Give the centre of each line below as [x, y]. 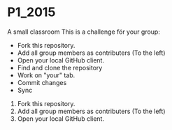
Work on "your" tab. [46, 75]
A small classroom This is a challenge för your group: [84, 32]
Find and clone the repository [60, 67]
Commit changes [42, 82]
